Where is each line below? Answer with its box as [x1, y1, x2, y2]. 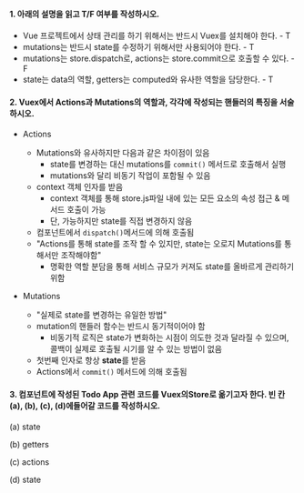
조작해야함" [60, 250, 102, 261]
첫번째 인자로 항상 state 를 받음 [35, 355, 147, 366]
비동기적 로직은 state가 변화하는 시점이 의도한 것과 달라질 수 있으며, [49, 332, 289, 343]
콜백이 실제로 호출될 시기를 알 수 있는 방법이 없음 [49, 344, 223, 355]
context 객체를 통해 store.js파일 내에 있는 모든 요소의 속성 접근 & [49, 193, 280, 204]
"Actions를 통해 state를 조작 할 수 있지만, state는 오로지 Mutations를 [35, 238, 282, 249]
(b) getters [9, 438, 50, 449]
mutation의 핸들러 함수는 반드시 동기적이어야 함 [35, 321, 206, 332]
